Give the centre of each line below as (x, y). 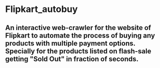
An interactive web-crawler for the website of (78, 28)
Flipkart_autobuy (42, 9)
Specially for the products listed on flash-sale (78, 51)
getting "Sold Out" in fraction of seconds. (72, 59)
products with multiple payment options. (70, 43)
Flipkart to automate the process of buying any (80, 35)
